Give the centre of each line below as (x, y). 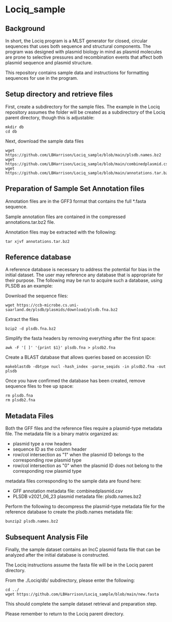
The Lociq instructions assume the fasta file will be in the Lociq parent (79, 565)
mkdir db (15, 127)
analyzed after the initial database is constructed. (57, 555)
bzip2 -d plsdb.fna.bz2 (31, 329)
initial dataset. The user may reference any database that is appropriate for (84, 275)
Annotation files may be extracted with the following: (61, 232)
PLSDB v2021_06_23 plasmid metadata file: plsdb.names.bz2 (77, 496)
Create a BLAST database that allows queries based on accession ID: (78, 357)
